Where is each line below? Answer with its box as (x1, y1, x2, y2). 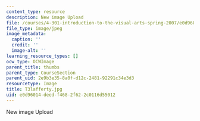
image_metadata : (6, 31, 46, 37)
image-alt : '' (11, 48, 46, 54)
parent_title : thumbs (6, 64, 60, 70)
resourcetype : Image (6, 81, 58, 87)
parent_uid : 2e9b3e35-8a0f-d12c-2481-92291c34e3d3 (6, 75, 135, 81)
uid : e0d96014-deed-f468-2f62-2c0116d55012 (6, 92, 116, 98)
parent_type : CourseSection (6, 70, 76, 76)
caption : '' (11, 36, 42, 42)
